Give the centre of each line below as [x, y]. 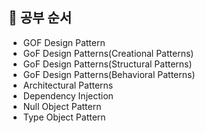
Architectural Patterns [68, 85]
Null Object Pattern [62, 106]
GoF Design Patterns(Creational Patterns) [108, 53]
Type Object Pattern [64, 117]
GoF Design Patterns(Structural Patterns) [107, 64]
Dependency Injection [68, 95]
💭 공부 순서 [40, 18]
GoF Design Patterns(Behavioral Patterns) [109, 74]
